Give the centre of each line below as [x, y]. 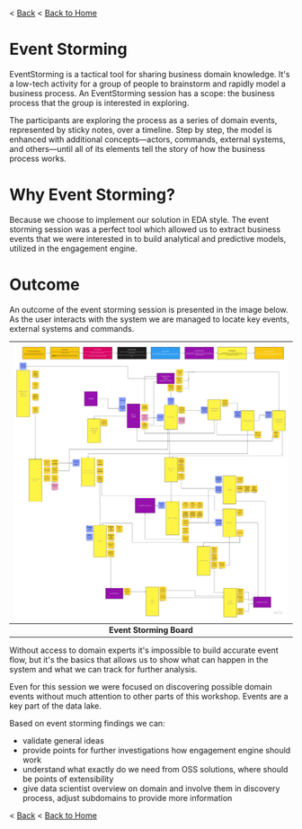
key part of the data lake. [55, 706]
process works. [38, 158]
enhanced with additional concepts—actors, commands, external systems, [147, 139]
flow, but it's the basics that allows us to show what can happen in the [139, 659]
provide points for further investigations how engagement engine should [156, 750]
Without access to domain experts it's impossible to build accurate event [144, 650]
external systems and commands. [72, 328]
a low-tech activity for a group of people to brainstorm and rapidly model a [147, 84]
